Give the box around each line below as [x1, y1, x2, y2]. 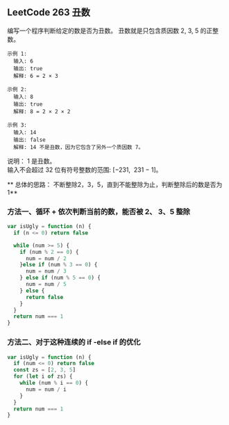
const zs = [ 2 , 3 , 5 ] [13, 367, 76, 374]
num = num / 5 [25, 281, 67, 288]
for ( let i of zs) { [13, 373, 73, 380]
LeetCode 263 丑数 [7, 6, 91, 19]
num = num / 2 [25, 255, 67, 262]
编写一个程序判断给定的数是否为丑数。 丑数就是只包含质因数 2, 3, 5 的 [7, 26, 207, 35]
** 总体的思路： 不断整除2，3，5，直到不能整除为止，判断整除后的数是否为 [7, 180, 223, 189]
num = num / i [25, 385, 67, 393]
